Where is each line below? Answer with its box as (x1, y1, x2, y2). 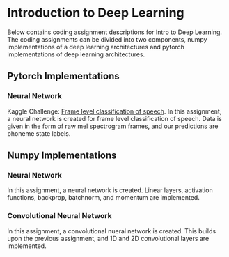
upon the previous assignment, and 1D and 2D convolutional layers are (7, 234, 210, 242)
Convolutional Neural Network (7, 211, 112, 221)
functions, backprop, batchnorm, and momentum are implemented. (7, 194, 200, 202)
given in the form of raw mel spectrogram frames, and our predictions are (7, 122, 219, 130)
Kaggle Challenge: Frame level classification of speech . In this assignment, (7, 107, 222, 116)
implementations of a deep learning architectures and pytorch (7, 42, 184, 51)
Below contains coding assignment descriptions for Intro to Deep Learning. (7, 28, 223, 36)
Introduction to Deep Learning (7, 5, 184, 21)
